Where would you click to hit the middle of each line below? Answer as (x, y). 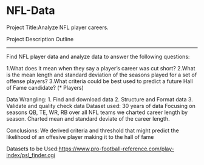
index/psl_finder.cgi (31, 155)
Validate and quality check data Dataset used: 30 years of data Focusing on (101, 106)
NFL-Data (31, 11)
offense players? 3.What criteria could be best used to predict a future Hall (100, 81)
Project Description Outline (40, 39)
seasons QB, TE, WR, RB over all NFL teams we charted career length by (97, 112)
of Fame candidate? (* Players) (45, 87)
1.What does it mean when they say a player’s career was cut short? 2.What (101, 68)
